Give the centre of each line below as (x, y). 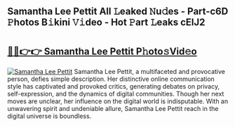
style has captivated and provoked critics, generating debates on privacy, (113, 86)
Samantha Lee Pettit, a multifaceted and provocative (150, 72)
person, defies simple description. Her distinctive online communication (111, 79)
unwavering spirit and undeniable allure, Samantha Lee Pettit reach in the (113, 109)
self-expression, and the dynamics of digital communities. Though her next (116, 94)
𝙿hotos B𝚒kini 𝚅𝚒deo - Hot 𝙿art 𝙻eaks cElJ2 (106, 23)
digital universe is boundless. (49, 116)
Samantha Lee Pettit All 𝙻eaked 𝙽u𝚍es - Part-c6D (118, 12)
